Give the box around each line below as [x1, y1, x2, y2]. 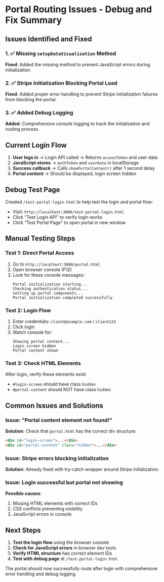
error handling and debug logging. [5, 571, 77, 577]
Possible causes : [5, 490, 42, 497]
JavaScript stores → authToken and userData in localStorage [12, 160, 139, 166]
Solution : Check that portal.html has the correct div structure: [5, 428, 137, 434]
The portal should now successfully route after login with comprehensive [5, 566, 158, 572]
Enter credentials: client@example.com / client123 [12, 318, 116, 325]
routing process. [5, 126, 39, 132]
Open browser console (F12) [12, 266, 72, 273]
